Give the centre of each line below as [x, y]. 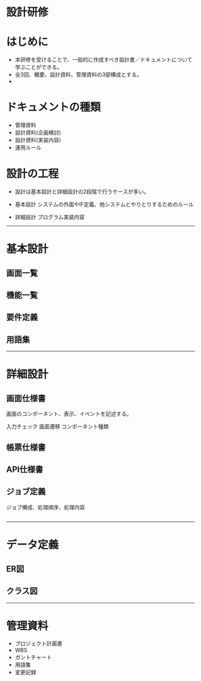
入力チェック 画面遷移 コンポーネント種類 [57, 427]
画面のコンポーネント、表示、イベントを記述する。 [69, 414]
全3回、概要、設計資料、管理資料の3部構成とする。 [78, 75]
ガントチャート [33, 657]
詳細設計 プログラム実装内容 [50, 217]
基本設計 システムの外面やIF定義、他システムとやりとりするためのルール [104, 204]
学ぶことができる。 [39, 67]
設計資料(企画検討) [38, 133]
